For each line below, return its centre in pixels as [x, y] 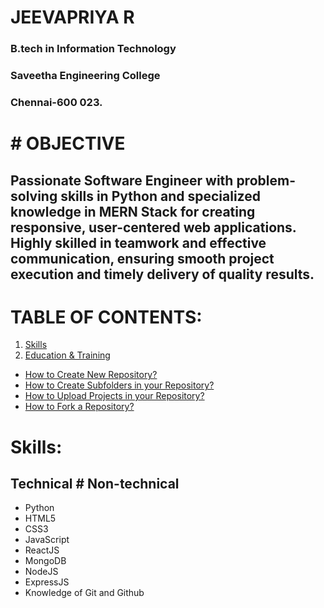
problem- [266, 180]
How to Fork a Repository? [79, 407]
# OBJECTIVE [68, 143]
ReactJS [42, 550]
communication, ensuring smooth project [142, 258]
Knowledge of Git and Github [84, 593]
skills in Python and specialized [160, 196]
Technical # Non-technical [95, 484]
